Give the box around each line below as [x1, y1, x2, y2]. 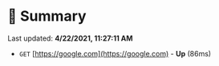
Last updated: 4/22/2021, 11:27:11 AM [7, 33, 133, 43]
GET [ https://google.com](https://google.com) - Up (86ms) [18, 49, 212, 58]
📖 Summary [7, 7, 87, 25]
